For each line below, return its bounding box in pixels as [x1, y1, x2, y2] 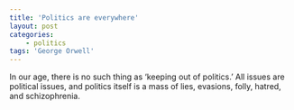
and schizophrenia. [9, 91, 81, 102]
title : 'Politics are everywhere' [9, 13, 140, 23]
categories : [9, 30, 54, 39]
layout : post [9, 22, 59, 31]
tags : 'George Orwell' [9, 47, 95, 56]
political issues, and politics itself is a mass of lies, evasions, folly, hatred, [9, 81, 281, 92]
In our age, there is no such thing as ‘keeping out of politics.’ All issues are [9, 71, 286, 82]
